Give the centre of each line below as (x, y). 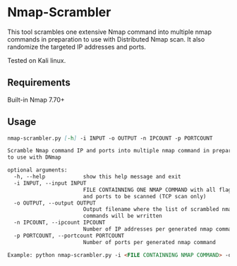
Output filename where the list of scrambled (151, 210)
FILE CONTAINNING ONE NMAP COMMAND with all (150, 190)
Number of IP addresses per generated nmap (148, 229)
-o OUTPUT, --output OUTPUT (55, 203)
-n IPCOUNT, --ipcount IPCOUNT (60, 223)
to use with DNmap (34, 157)
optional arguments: (38, 170)
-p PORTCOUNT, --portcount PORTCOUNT (69, 236)
